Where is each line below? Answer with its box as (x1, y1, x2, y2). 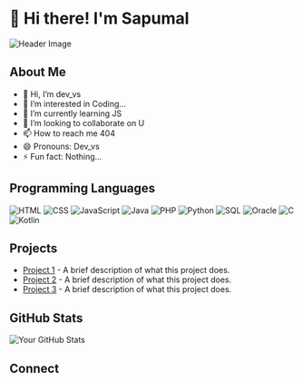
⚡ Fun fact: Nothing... (22, 151, 103, 162)
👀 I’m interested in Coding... (22, 98, 127, 109)
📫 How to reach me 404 (22, 127, 116, 139)
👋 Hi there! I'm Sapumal (9, 8, 190, 29)
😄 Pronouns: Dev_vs (22, 141, 100, 152)
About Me (9, 64, 66, 80)
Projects (9, 240, 58, 256)
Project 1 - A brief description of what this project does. (22, 265, 230, 276)
